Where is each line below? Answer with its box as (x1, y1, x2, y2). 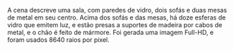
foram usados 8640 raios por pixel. (7, 36, 110, 44)
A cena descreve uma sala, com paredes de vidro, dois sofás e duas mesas (7, 6, 228, 14)
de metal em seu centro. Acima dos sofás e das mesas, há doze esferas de (7, 13, 226, 22)
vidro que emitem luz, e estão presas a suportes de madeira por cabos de (7, 21, 223, 29)
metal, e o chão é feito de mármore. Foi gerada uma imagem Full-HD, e (7, 28, 214, 36)
